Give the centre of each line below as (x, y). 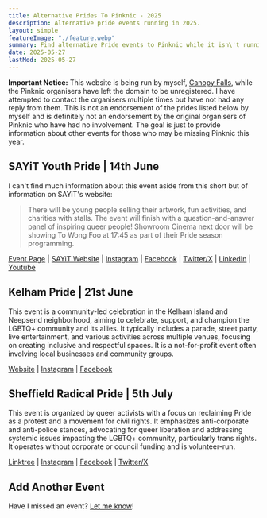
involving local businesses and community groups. (91, 354)
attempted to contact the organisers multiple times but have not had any (126, 99)
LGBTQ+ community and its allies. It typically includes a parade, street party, (133, 328)
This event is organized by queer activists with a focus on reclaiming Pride (130, 413)
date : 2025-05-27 (37, 52)
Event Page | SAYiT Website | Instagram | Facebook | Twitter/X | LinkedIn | (130, 258)
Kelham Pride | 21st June (71, 292)
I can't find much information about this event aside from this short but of (128, 186)
